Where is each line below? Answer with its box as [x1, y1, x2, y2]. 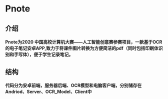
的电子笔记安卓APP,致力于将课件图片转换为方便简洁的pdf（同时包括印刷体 [5, 45, 158, 51]
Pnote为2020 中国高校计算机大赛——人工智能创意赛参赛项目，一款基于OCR [5, 39, 162, 45]
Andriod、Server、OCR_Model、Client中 [5, 88, 92, 95]
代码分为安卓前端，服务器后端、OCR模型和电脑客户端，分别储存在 [5, 82, 142, 88]
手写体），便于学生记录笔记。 [13, 51, 73, 57]
